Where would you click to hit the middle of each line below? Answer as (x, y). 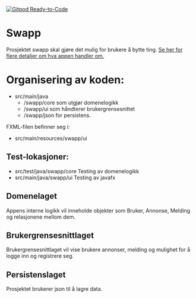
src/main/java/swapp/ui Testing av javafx (65, 177)
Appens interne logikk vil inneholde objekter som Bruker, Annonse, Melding (98, 210)
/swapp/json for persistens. (57, 115)
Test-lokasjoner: (38, 157)
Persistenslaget (36, 275)
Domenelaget (32, 196)
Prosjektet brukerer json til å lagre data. (54, 289)
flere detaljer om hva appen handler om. (55, 56)
